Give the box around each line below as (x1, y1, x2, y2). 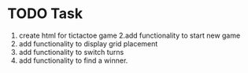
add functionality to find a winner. (18, 56, 128, 65)
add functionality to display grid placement (18, 38, 158, 48)
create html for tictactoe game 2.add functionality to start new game (18, 31, 241, 40)
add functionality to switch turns (18, 47, 124, 57)
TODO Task (7, 5, 83, 23)
